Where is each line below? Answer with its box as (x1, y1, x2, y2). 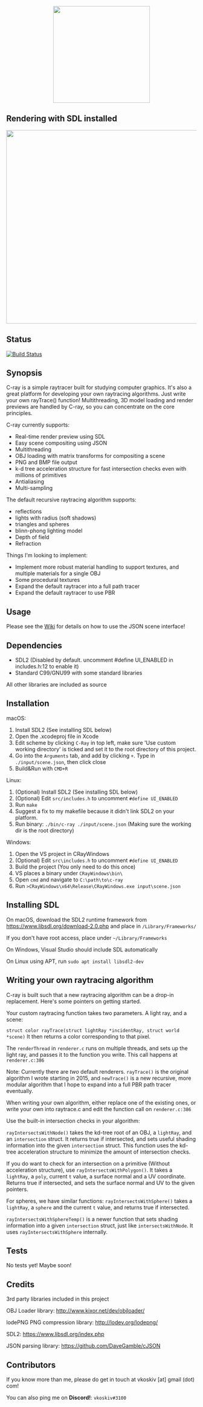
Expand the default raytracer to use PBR (14, 589, 115, 596)
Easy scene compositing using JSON (14, 439, 108, 447)
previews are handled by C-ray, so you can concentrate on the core (6, 403, 175, 411)
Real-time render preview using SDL (14, 433, 106, 440)
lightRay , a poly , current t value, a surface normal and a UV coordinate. (6, 1172, 186, 1180)
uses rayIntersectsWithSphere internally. (6, 1228, 108, 1235)
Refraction (14, 540, 41, 547)
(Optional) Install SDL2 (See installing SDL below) (14, 788, 138, 795)
